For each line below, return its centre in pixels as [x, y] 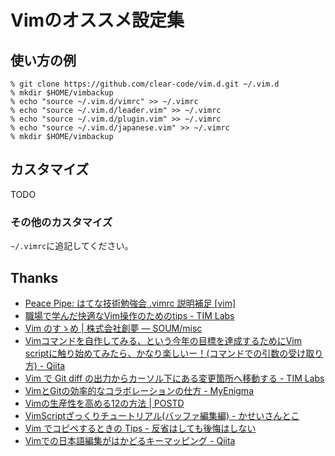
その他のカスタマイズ [61, 222]
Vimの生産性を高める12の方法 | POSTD [104, 403]
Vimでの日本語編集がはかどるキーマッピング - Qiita [130, 440]
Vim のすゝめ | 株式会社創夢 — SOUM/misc [113, 328]
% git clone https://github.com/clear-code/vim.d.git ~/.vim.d [145, 84]
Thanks [34, 277]
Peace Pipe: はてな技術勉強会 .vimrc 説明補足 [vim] [130, 303]
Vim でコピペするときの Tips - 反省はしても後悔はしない [140, 428]
